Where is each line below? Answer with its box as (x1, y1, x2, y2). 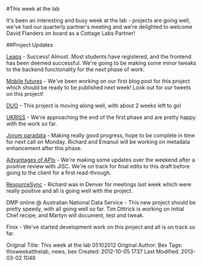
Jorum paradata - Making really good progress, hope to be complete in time (6, 132, 195, 139)
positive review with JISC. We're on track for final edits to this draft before (6, 163, 190, 169)
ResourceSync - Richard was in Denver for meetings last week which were (6, 181, 192, 188)
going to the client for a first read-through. (6, 169, 112, 176)
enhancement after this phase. (6, 145, 83, 151)
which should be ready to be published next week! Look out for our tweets (6, 84, 191, 91)
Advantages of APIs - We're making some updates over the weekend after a (6, 156, 195, 163)
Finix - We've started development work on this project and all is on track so (6, 223, 196, 230)
